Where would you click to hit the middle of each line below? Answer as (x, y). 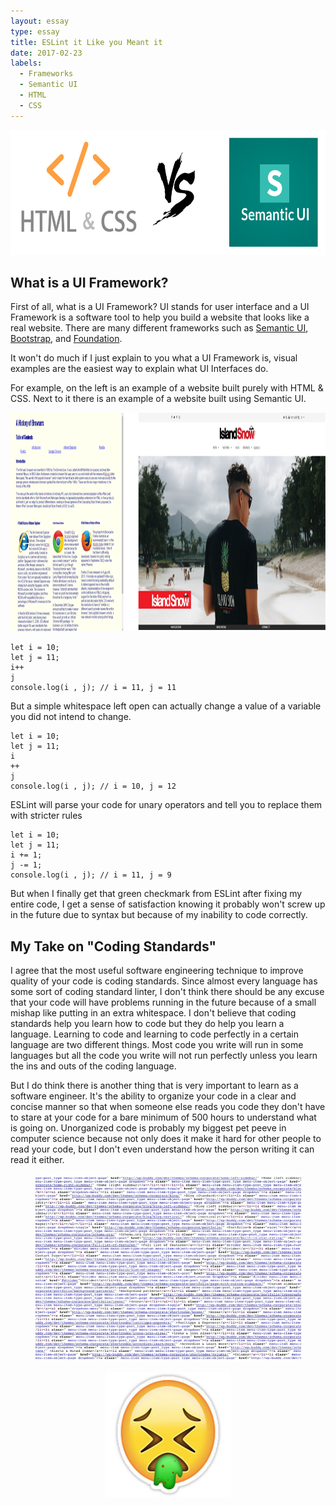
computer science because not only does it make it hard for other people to (166, 1139)
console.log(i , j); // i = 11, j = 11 (93, 688)
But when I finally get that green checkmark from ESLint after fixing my (156, 894)
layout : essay (40, 21)
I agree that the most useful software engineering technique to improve (157, 971)
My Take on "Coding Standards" (113, 946)
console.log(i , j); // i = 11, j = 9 (91, 875)
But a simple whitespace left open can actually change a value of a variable (166, 706)
